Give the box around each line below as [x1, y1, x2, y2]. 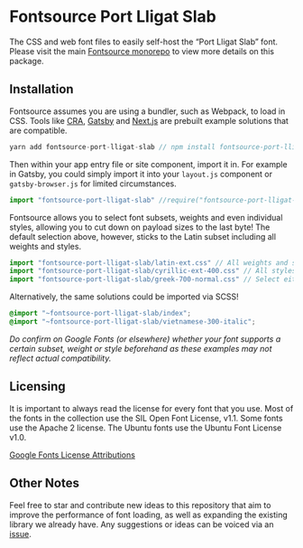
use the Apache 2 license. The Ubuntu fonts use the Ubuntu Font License [9, 422, 282, 433]
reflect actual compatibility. [9, 353, 112, 364]
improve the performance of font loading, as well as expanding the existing [9, 509, 289, 520]
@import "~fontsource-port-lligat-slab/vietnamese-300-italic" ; [9, 317, 256, 326]
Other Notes [9, 476, 79, 491]
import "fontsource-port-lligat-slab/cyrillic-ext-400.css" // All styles [9, 267, 297, 276]
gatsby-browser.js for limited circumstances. [9, 178, 178, 189]
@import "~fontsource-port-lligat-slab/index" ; [9, 309, 192, 318]
